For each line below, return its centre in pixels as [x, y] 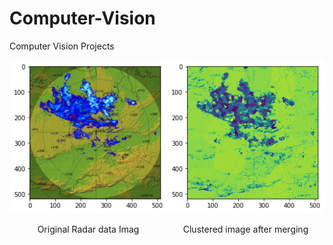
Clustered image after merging [245, 229]
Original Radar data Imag [88, 229]
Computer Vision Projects [62, 46]
